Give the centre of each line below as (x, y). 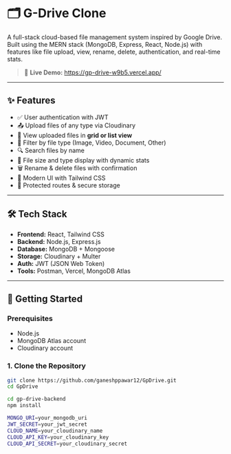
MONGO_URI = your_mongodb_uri (47, 418)
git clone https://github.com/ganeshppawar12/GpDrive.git (92, 380)
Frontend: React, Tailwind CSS (60, 234)
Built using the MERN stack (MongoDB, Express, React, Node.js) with (105, 44)
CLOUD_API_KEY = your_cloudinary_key (58, 437)
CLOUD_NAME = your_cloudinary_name (55, 431)
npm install (24, 406)
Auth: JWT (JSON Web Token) (61, 263)
